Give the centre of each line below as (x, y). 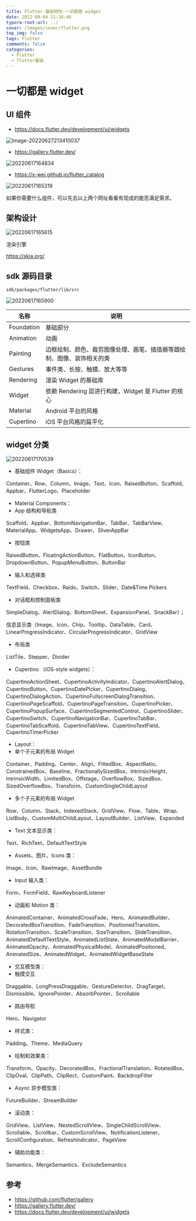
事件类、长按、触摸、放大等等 (87, 369)
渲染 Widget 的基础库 (75, 380)
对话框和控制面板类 (38, 600)
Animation (23, 338)
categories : (20, 50)
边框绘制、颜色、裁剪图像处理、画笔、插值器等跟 (113, 350)
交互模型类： (30, 967)
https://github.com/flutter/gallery (54, 1199)
